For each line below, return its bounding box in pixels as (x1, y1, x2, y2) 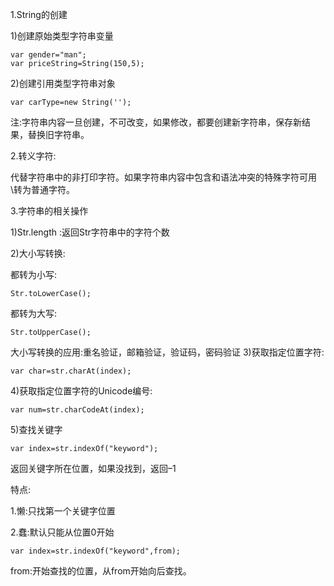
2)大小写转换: (10, 248, 66, 259)
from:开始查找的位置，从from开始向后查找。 (10, 565, 192, 577)
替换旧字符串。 (27, 129, 90, 140)
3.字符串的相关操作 (10, 205, 89, 217)
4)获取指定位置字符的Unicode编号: (10, 385, 153, 397)
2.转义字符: (10, 150, 57, 162)
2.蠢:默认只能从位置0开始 (10, 526, 115, 538)
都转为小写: (10, 269, 58, 280)
